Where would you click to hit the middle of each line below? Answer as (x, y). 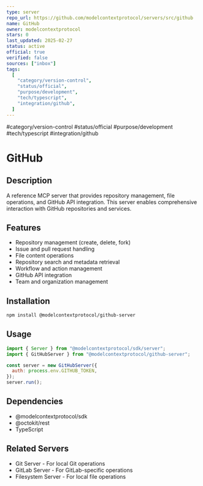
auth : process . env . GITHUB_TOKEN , (55, 371)
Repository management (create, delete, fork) (73, 243)
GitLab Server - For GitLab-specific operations (74, 470)
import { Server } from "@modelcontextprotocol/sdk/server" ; (86, 348)
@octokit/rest (33, 423)
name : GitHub (23, 23)
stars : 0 (17, 35)
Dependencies (35, 402)
